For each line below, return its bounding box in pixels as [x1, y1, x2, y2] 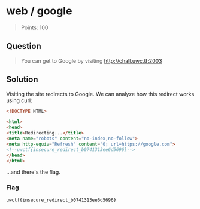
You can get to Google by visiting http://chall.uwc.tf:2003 [20, 57, 163, 64]
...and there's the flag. [6, 168, 61, 176]
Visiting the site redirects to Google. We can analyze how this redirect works [6, 90, 195, 97]
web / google [6, 4, 72, 18]
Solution [6, 75, 38, 85]
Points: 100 [20, 24, 49, 31]
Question [6, 41, 41, 51]
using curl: [6, 97, 33, 104]
